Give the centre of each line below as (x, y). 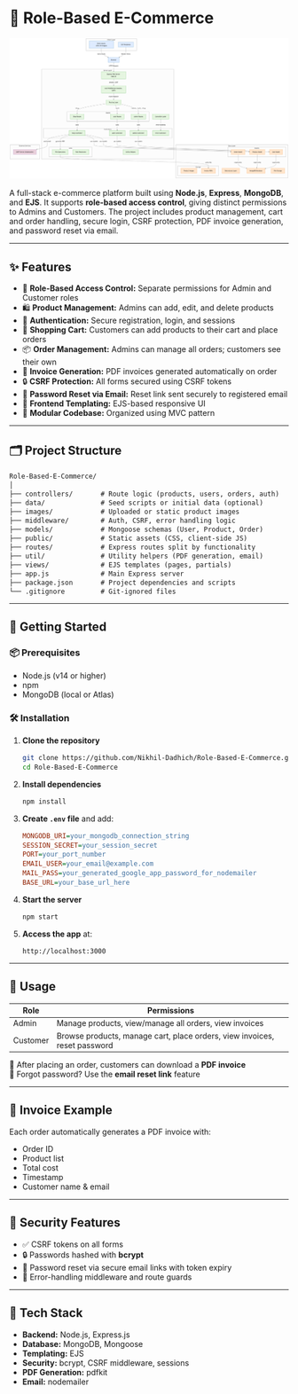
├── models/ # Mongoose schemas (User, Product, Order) (137, 530)
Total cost (40, 1167)
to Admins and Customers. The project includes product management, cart (146, 212)
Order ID (38, 1148)
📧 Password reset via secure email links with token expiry (127, 1267)
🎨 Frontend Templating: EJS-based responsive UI (114, 403)
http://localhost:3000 (64, 951)
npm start (40, 917)
